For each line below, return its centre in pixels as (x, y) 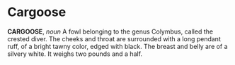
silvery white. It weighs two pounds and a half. (75, 54)
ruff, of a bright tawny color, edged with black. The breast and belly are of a (117, 46)
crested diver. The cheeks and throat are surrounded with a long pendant (114, 38)
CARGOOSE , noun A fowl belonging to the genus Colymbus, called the (110, 31)
